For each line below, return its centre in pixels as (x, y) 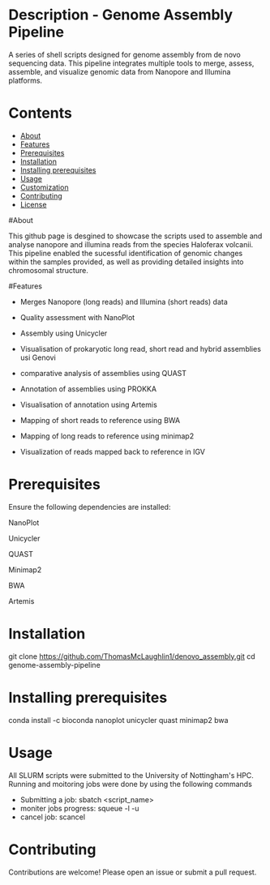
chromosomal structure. (49, 270)
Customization (44, 187)
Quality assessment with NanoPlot (77, 317)
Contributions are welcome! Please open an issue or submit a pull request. (133, 872)
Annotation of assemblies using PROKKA (88, 389)
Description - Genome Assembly (121, 15)
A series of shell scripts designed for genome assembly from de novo (124, 54)
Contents (41, 113)
